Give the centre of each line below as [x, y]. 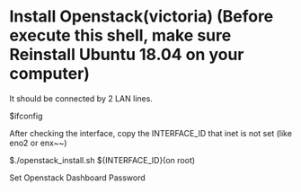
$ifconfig [26, 116]
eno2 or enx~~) [38, 143]
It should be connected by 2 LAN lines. [81, 98]
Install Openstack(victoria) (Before [142, 17]
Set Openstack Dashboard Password [77, 178]
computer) [49, 74]
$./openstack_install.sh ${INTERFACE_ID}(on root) [102, 160]
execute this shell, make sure [120, 35]
